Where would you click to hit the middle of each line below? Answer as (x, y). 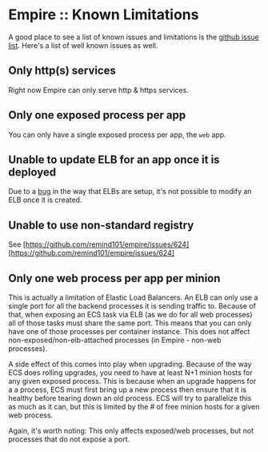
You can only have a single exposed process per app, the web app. (117, 135)
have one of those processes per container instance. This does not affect (129, 331)
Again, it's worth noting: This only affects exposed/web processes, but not (131, 431)
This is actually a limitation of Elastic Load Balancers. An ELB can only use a (133, 297)
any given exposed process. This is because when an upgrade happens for (132, 381)
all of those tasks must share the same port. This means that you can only (130, 323)
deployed (32, 172)
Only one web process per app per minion (114, 278)
